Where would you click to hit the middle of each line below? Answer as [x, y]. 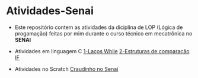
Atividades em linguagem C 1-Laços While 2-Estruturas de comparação [102, 51]
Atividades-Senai [50, 11]
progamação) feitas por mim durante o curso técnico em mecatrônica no [103, 33]
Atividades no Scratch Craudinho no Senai [66, 69]
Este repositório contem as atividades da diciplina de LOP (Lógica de [99, 27]
